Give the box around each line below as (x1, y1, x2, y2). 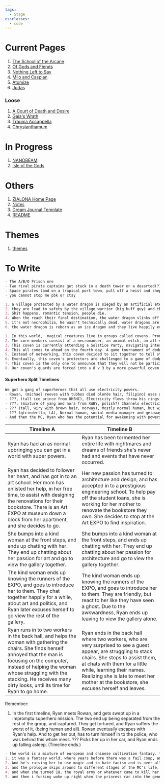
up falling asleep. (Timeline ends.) (12, 742, 81, 748)
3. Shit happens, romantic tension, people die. (5, 311, 107, 316)
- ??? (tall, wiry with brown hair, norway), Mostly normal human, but (5, 405, 155, 411)
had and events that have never (82, 453, 155, 460)
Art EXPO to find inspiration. (82, 519, 146, 526)
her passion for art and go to (7, 555, 74, 562)
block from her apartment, (7, 516, 68, 523)
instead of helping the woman (7, 664, 76, 671)
